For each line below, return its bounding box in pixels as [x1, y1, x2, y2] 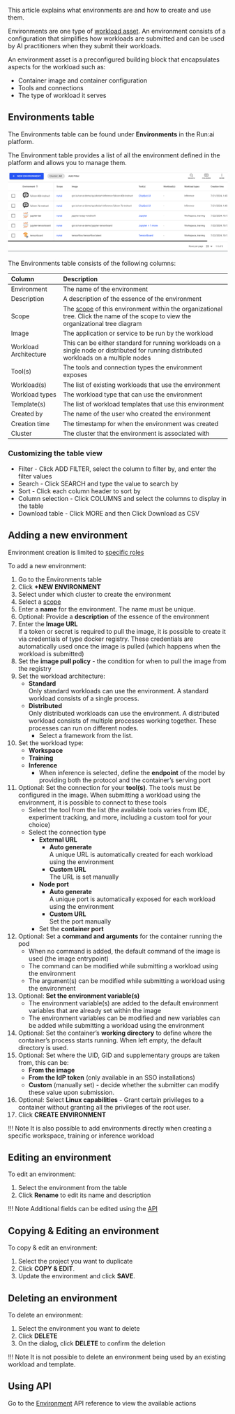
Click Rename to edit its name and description [17, 1191, 151, 1199]
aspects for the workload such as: [8, 63, 106, 71]
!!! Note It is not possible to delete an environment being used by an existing [8, 1352, 226, 1361]
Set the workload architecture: [17, 672, 105, 680]
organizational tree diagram [63, 319, 142, 327]
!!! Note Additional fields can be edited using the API [8, 1205, 158, 1213]
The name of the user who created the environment [63, 409, 211, 418]
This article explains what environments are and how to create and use [8, 6, 211, 14]
